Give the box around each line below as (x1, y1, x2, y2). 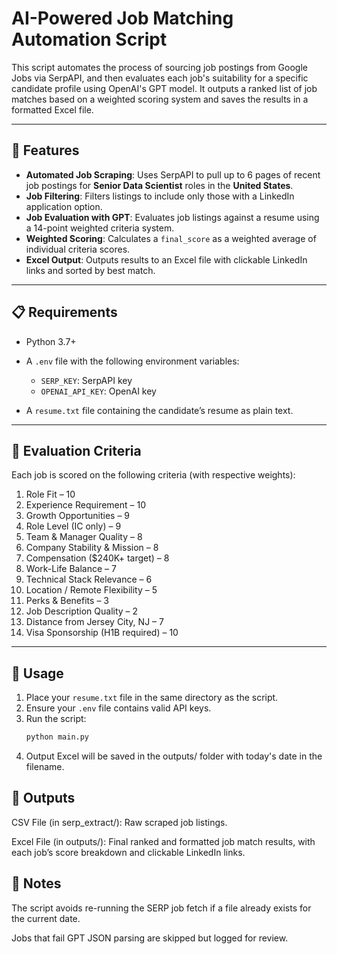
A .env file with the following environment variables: (25, 355, 240, 367)
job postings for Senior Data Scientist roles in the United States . (25, 179, 294, 191)
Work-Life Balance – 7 (25, 563, 117, 575)
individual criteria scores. (25, 243, 131, 255)
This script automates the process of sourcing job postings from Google (11, 61, 308, 73)
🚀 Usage (11, 665, 64, 682)
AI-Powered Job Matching (11, 7, 234, 30)
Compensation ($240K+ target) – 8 (25, 552, 170, 564)
